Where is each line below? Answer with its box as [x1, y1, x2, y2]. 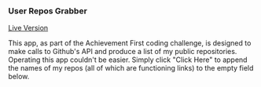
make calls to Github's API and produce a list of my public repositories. [8, 47, 237, 56]
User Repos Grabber [8, 5, 88, 16]
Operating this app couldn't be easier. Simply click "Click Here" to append [8, 55, 248, 64]
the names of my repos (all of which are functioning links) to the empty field [8, 63, 254, 73]
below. [8, 72, 30, 82]
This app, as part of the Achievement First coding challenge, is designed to [8, 38, 252, 48]
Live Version [8, 24, 49, 33]
